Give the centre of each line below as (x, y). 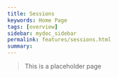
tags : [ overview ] (33, 27)
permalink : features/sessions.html (59, 40)
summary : (20, 46)
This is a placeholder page (63, 66)
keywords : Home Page (38, 20)
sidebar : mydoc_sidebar (42, 33)
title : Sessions (31, 14)
